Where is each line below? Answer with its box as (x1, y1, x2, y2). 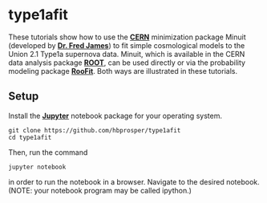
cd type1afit (8, 133, 52, 141)
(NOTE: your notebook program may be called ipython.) (8, 185, 192, 195)
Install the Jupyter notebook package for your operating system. (8, 111, 223, 120)
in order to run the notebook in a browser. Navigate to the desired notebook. (8, 177, 261, 186)
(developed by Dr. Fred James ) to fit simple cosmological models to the (8, 40, 245, 50)
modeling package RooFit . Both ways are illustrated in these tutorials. (8, 66, 238, 75)
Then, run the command (8, 147, 88, 157)
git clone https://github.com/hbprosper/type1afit (8, 126, 181, 134)
